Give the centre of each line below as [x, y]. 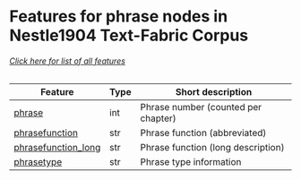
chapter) [158, 118]
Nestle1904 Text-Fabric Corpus [129, 35]
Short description [214, 92]
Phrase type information [191, 162]
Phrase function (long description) [212, 148]
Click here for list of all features [67, 61]
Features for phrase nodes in [119, 17]
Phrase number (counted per [201, 107]
